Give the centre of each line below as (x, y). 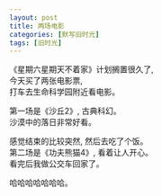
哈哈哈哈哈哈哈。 (41, 183)
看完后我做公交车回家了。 (57, 164)
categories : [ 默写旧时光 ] (54, 34)
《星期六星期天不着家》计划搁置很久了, (82, 69)
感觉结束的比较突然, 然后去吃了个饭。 (79, 141)
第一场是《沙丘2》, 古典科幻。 (65, 111)
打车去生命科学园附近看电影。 (64, 92)
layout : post (34, 18)
